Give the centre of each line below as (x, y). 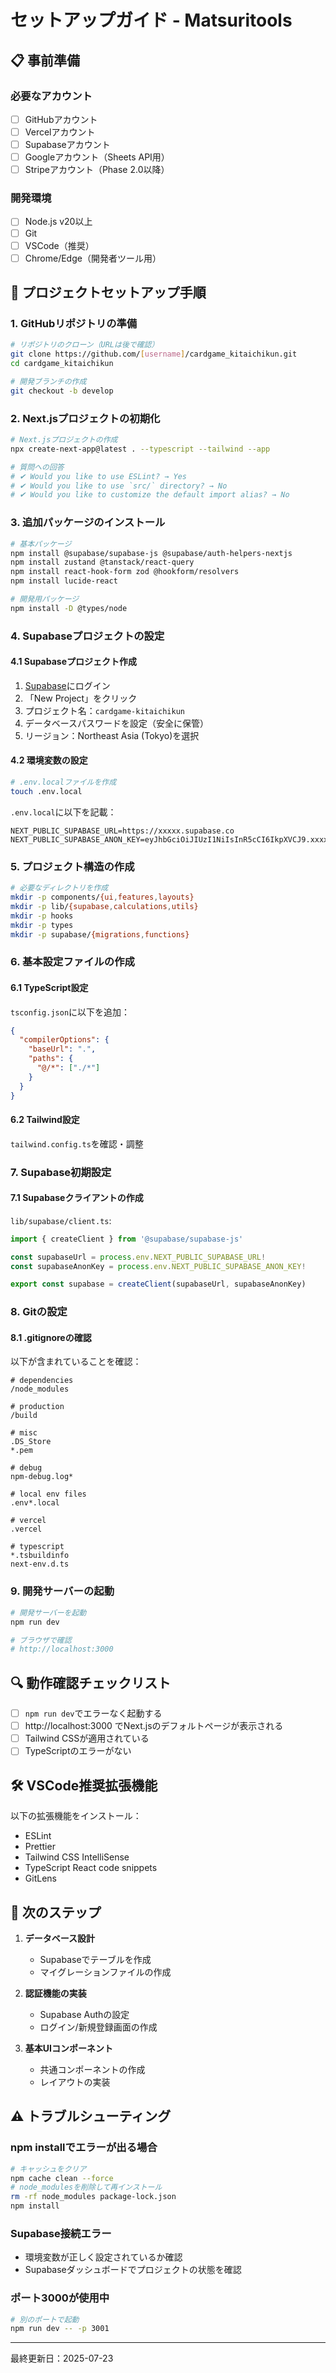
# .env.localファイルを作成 (63, 782)
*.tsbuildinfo (40, 1556)
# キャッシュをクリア (48, 2169)
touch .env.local (46, 791)
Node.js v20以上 (58, 222)
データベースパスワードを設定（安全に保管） (117, 723)
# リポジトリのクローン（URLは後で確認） (85, 345)
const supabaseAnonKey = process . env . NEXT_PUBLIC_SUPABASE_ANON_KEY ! (158, 1266)
